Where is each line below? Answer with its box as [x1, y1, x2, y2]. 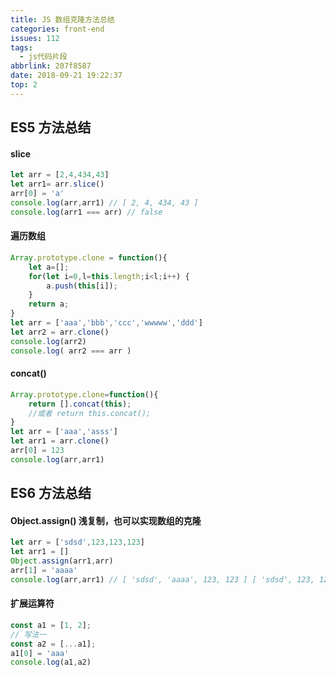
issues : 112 [10, 33, 60, 43]
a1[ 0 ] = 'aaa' [10, 648, 70, 658]
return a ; [28, 299, 70, 310]
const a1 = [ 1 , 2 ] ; [10, 620, 92, 630]
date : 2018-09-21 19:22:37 [10, 71, 123, 81]
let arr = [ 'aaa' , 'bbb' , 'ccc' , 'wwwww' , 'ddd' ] [10, 318, 203, 328]
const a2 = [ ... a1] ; [10, 639, 97, 649]
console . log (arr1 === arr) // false [10, 207, 163, 217]
